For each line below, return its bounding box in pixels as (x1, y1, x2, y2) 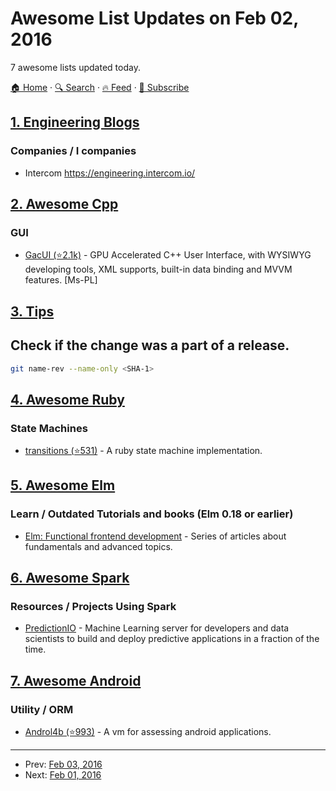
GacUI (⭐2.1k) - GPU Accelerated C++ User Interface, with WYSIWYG (24, 249, 312, 261)
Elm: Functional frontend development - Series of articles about (24, 530, 287, 542)
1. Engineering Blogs (10, 114, 140, 131)
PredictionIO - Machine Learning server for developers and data (24, 622, 290, 634)
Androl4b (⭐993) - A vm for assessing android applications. (24, 726, 272, 738)
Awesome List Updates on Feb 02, (10, 7, 299, 30)
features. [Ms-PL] (24, 274, 98, 286)
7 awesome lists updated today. (10, 61, 141, 73)
